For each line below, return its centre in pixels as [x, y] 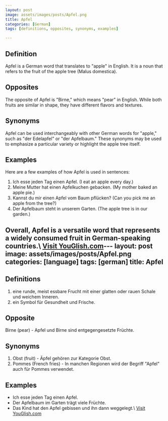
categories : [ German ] [28, 24]
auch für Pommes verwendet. [43, 369]
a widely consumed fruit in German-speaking [78, 238]
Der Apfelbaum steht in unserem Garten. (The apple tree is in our [80, 209]
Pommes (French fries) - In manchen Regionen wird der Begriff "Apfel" [86, 364]
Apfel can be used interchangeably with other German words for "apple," [81, 133]
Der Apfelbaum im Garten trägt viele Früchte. [59, 403]
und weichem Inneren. [36, 297]
